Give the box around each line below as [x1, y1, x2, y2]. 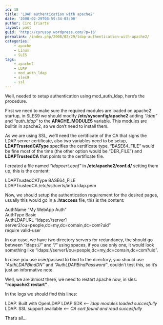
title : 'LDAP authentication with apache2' [5, 12, 95, 17]
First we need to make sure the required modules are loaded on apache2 [5, 108, 151, 114]
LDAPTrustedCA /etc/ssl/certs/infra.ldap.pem [5, 182, 96, 188]
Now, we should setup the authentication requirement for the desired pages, [5, 192, 159, 198]
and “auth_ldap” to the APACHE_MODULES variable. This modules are [5, 118, 147, 124]
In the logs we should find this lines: [5, 291, 77, 297]
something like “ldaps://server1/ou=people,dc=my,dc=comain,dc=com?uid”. [5, 247, 159, 253]
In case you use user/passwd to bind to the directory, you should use [5, 256, 144, 262]
